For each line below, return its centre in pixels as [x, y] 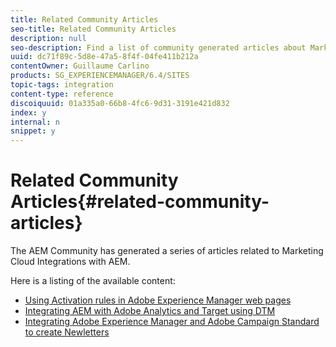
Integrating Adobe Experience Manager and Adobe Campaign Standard [172, 322]
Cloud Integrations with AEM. [70, 262]
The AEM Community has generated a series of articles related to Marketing [167, 251]
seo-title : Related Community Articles [93, 29]
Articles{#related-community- [140, 202]
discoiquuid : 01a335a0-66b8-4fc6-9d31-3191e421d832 [120, 103]
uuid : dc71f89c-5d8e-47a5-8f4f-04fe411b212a [104, 57]
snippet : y [33, 131]
